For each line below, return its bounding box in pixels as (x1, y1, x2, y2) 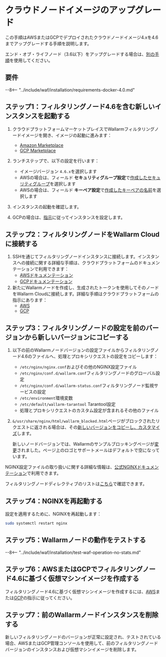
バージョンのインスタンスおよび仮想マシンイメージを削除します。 (5, 647, 139, 653)
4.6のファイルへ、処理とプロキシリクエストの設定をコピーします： (21, 354, 158, 360)
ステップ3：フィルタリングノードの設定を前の (5, 324, 146, 332)
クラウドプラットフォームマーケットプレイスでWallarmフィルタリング (12, 126, 155, 132)
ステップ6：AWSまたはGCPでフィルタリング (5, 565, 143, 573)
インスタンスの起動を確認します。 (12, 203, 82, 209)
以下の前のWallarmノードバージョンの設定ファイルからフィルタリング (12, 347, 155, 353)
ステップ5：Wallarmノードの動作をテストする (5, 536, 146, 545)
